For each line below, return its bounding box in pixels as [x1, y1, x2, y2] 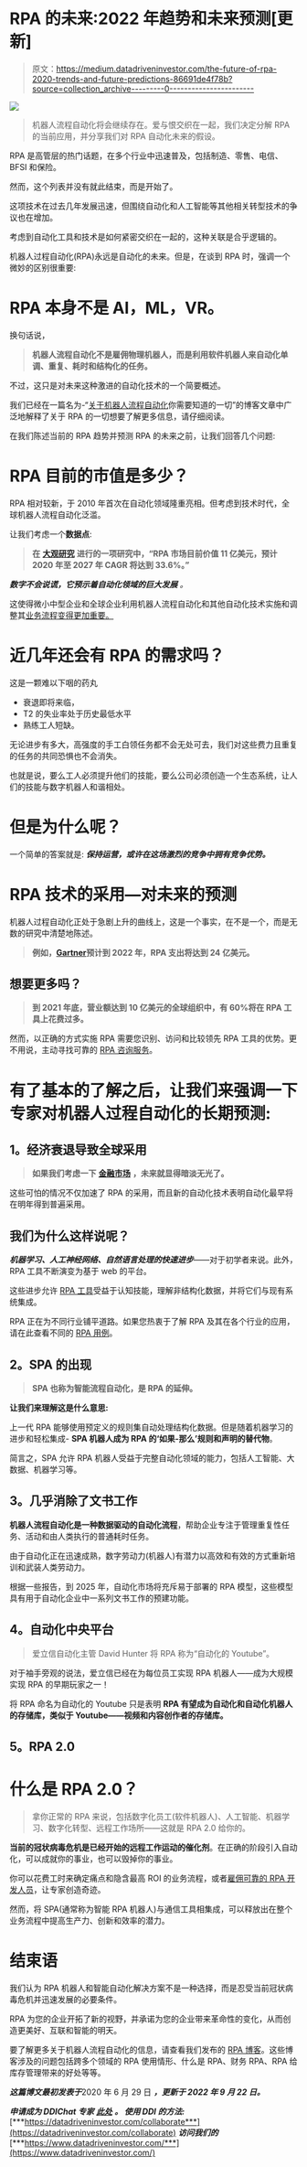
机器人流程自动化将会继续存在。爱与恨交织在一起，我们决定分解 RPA [31, 119, 291, 130]
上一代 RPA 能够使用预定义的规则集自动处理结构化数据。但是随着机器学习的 [9, 1421, 294, 1432]
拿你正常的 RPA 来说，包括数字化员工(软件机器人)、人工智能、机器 [31, 1811, 282, 1822]
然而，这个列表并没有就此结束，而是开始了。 [9, 180, 178, 192]
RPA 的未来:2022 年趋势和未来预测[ [9, 8, 278, 29]
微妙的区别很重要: [9, 262, 77, 273]
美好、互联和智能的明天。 [25, 2024, 122, 2035]
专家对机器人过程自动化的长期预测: [9, 1103, 271, 1123]
